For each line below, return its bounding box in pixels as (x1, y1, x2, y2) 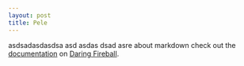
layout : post (8, 11, 51, 20)
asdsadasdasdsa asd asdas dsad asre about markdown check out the (8, 40, 236, 49)
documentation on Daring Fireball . (8, 49, 120, 58)
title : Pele (8, 19, 48, 27)
